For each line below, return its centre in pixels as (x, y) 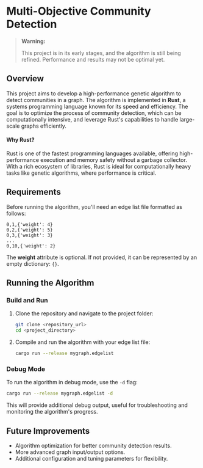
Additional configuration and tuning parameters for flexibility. (91, 459)
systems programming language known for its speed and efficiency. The (97, 106)
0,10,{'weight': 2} (31, 246)
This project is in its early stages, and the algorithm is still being (101, 53)
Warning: (33, 41)
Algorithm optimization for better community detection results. (93, 446)
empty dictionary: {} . (33, 263)
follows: (16, 213)
